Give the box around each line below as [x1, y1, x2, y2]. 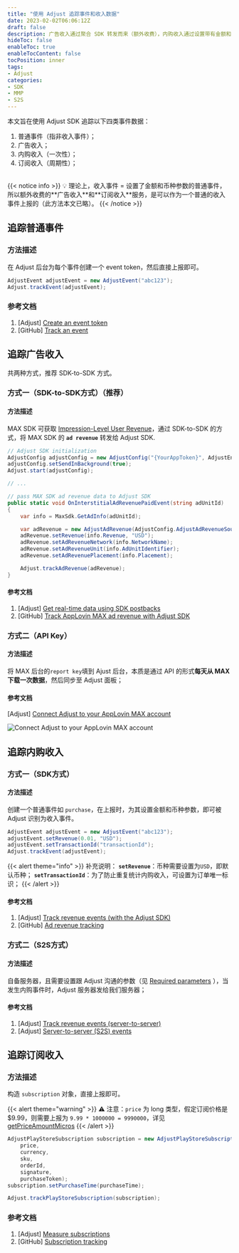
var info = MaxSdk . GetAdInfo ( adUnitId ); [20, 513, 142, 520]
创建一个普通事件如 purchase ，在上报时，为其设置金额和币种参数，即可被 [7, 805, 222, 814]
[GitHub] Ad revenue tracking [17, 921, 105, 930]
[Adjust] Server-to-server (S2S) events [17, 1027, 132, 1035]
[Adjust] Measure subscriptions [17, 1230, 110, 1238]
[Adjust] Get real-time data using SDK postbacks [17, 604, 161, 612]
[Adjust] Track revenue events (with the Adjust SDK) [17, 913, 171, 922]
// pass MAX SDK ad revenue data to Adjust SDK [7, 493, 152, 500]
